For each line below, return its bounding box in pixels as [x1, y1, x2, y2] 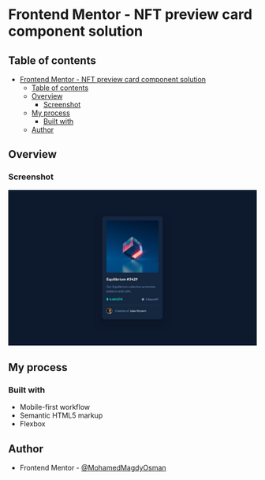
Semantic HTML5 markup [19, 411, 103, 420]
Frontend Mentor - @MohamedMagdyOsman [19, 463, 167, 473]
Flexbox [19, 419, 46, 429]
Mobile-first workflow [19, 403, 91, 412]
